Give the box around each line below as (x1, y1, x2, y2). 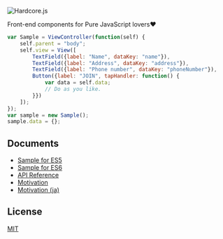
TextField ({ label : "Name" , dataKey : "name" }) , (32, 53, 171, 60)
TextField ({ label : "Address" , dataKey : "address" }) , (32, 59, 189, 66)
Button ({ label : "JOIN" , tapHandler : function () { (32, 73, 180, 80)
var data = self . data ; (44, 79, 111, 87)
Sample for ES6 (17, 164, 63, 172)
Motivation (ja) (17, 186, 59, 194)
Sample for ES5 (17, 156, 63, 164)
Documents (7, 137, 59, 150)
